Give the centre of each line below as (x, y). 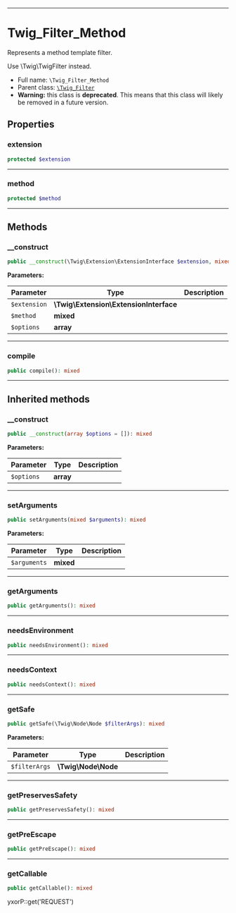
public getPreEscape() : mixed (52, 849)
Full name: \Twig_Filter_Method (63, 80)
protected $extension (39, 159)
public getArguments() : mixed (52, 606)
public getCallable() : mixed (50, 888)
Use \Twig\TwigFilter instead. (50, 66)
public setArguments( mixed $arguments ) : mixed (77, 520)
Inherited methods (48, 399)
